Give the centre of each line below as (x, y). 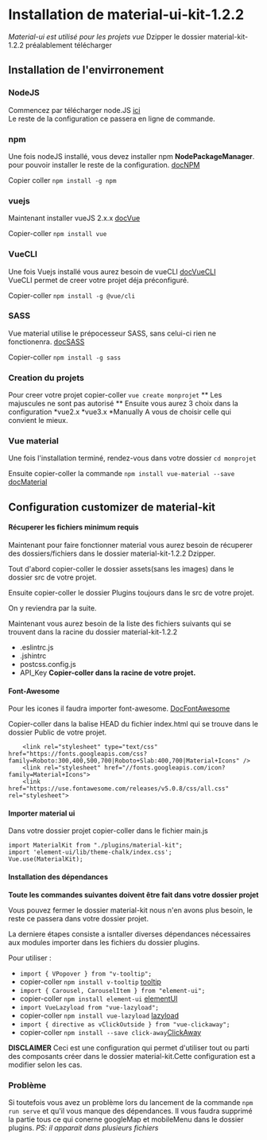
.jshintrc (33, 656)
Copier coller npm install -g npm (62, 180)
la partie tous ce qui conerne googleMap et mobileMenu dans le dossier (126, 1119)
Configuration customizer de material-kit (112, 507)
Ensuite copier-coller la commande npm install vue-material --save (122, 474)
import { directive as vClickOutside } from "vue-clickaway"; (125, 1024)
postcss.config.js (48, 664)
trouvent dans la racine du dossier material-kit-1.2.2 (93, 632)
